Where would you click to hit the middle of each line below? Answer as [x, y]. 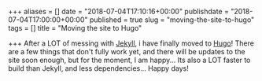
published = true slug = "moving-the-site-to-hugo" [172, 20]
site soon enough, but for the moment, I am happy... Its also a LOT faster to [129, 60]
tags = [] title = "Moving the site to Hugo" [75, 28]
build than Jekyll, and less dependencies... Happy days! [98, 68]
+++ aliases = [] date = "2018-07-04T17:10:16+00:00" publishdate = [119, 11]
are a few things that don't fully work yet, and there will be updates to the [127, 52]
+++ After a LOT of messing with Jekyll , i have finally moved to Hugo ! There [131, 43]
